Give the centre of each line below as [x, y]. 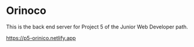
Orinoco [26, 11]
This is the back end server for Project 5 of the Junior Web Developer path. [97, 27]
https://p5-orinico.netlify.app [41, 38]
